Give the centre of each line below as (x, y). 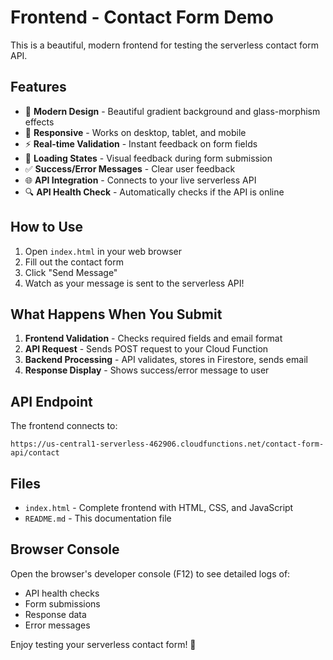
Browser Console (65, 549)
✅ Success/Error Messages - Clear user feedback (130, 168)
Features (38, 87)
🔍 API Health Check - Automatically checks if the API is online (154, 192)
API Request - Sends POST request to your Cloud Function (146, 349)
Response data (55, 614)
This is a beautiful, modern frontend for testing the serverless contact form (164, 45)
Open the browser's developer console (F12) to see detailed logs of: (150, 573)
